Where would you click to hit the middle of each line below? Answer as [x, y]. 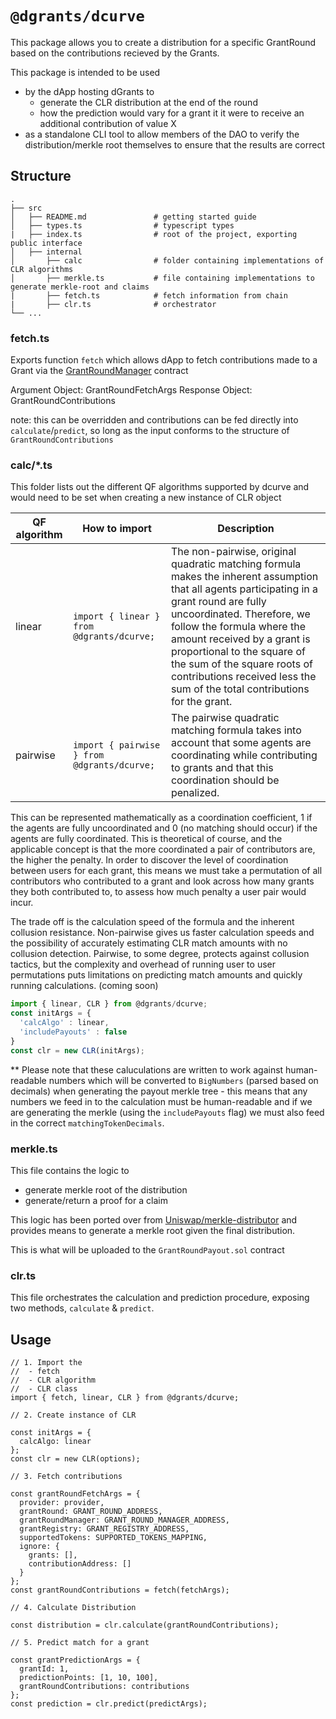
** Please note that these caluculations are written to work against [147, 1069]
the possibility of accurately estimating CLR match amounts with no [149, 943]
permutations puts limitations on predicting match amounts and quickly [156, 975]
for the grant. [201, 702]
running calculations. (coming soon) [84, 986]
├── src [26, 208]
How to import [117, 529]
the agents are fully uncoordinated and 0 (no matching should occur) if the [164, 828]
